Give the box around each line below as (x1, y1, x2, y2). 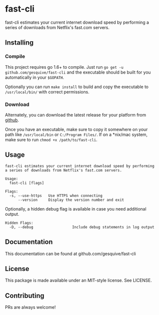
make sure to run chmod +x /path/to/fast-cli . (5, 136, 98, 142)
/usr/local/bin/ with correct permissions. (5, 89, 89, 95)
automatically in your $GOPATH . (5, 74, 64, 80)
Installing (5, 39, 34, 47)
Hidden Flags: (5, 220, 34, 225)
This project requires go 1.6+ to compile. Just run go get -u (5, 64, 124, 70)
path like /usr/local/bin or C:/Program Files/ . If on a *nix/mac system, (5, 132, 148, 137)
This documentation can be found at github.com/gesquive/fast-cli (5, 251, 136, 256)
